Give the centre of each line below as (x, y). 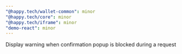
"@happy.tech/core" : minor (39, 17)
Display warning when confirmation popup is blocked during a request (91, 45)
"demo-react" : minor (31, 28)
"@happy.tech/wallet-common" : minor (50, 11)
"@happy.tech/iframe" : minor (41, 22)
